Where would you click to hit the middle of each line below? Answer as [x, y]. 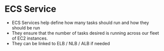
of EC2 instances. [30, 38]
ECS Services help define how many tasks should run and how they [80, 23]
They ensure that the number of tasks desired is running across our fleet [85, 33]
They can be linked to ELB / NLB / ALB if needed [61, 43]
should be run [26, 27]
